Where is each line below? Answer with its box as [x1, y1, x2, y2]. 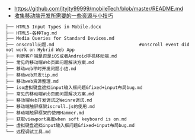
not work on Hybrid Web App [5, 47, 75, 53]
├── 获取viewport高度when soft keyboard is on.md [5, 116, 127, 122]
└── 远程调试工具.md [5, 129, 51, 135]
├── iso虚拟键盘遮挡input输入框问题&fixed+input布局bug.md [5, 85, 143, 91]
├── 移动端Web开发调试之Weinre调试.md [5, 97, 92, 103]
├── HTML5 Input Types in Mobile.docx [5, 24, 101, 30]
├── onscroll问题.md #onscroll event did [5, 42, 190, 47]
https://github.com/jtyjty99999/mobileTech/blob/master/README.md [14, 5, 183, 12]
